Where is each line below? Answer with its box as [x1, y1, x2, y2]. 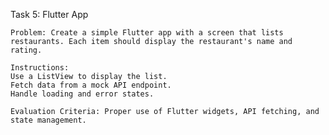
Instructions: [10, 63, 70, 73]
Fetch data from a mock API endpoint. [10, 80, 172, 90]
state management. [10, 115, 87, 125]
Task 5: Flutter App [10, 9, 89, 20]
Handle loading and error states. [10, 89, 155, 99]
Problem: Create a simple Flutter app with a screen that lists [10, 28, 284, 38]
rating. [10, 45, 43, 55]
